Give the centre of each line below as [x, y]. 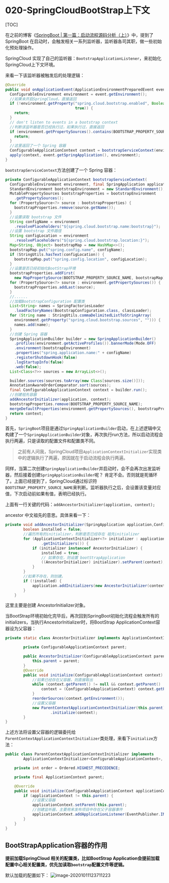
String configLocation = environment [49, 236]
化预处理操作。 [21, 47]
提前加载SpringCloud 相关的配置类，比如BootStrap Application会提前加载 [82, 858]
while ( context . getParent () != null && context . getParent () [96, 685]
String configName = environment [45, 222]
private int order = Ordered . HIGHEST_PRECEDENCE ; [67, 768]
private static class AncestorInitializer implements [63, 638]
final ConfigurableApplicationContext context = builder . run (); [78, 390]
